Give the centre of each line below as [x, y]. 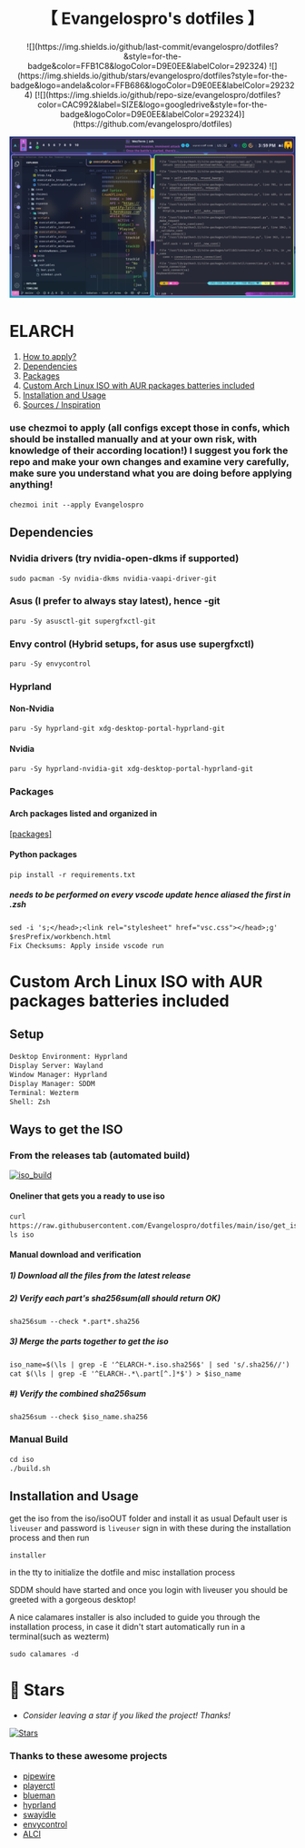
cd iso [22, 1459]
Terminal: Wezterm [44, 1092]
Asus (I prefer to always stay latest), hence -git [115, 601]
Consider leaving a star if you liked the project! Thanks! [127, 1715]
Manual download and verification [75, 1255]
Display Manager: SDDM [52, 1083]
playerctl [39, 1785]
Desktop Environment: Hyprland [69, 1056]
